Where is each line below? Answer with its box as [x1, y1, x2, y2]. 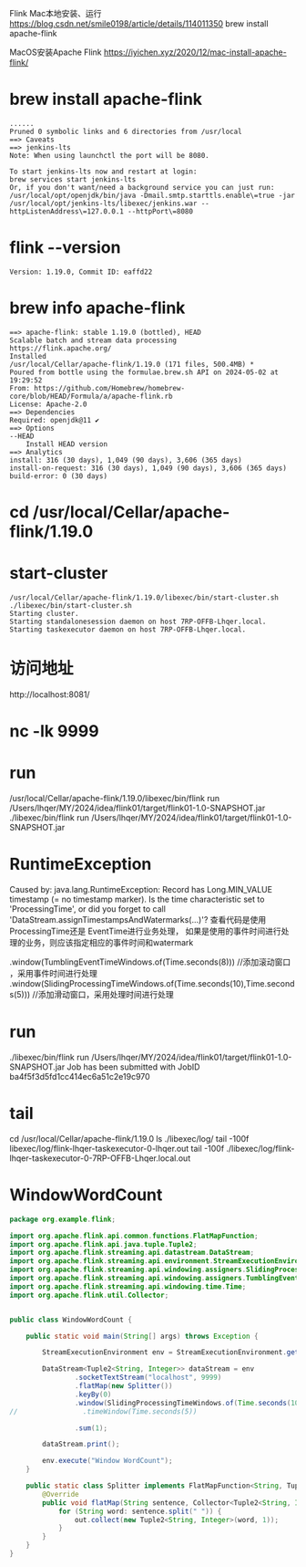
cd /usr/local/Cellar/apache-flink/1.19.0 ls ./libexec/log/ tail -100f [9, 1133, 250, 1144]
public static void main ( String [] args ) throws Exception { [25, 1332, 259, 1341]
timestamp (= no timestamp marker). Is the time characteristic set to [9, 893, 265, 904]
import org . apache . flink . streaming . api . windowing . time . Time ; [9, 1281, 247, 1291]
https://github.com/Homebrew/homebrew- [33, 383, 185, 392]
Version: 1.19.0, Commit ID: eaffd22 [9, 267, 153, 277]
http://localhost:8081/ [9, 688, 90, 700]
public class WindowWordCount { [9, 1315, 132, 1324]
